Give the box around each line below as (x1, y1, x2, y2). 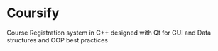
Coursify (6, 5, 60, 21)
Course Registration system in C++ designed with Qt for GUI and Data (6, 28, 211, 37)
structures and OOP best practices (6, 35, 108, 44)
